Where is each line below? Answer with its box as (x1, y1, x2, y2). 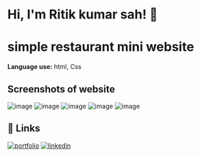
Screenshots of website (7, 83, 115, 95)
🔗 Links (7, 122, 41, 134)
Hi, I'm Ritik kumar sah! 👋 (7, 6, 158, 23)
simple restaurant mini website (7, 39, 195, 55)
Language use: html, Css (7, 63, 82, 71)
